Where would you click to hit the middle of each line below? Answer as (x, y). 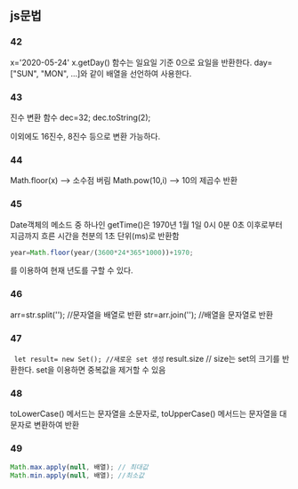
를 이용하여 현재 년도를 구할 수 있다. (72, 270)
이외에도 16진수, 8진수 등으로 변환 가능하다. (85, 136)
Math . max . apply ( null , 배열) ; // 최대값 (80, 467)
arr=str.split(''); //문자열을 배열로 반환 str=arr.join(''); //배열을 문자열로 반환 (142, 315)
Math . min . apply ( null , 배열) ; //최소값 (77, 475)
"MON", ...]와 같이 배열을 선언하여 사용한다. (116, 73)
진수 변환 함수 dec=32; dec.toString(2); (81, 117)
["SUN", (24, 73)
